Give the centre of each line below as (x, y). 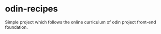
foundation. (16, 27)
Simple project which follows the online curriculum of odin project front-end (80, 22)
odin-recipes (31, 9)
